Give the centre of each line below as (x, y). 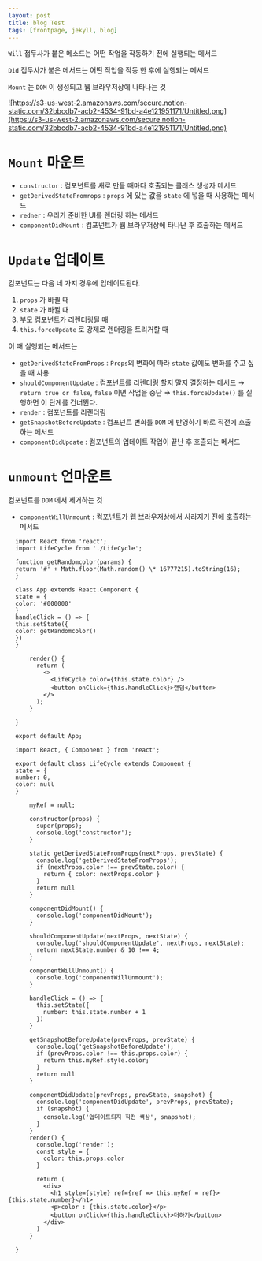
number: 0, (33, 778)
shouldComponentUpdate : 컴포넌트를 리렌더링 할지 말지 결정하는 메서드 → (132, 382)
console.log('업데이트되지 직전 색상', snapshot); (120, 1117)
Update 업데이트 (56, 260)
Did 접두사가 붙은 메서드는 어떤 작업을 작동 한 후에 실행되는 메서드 (109, 70)
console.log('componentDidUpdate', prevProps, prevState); (135, 1102)
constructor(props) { (65, 819)
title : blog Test (37, 23)
